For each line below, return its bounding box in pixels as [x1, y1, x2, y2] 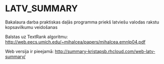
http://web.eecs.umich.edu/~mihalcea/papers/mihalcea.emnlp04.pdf [5, 39, 146, 44]
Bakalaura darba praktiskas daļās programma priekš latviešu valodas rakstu [5, 19, 160, 25]
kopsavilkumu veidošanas [5, 24, 58, 30]
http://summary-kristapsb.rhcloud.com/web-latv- [55, 48, 156, 54]
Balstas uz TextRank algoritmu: [5, 34, 68, 40]
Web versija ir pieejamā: [5, 48, 54, 54]
